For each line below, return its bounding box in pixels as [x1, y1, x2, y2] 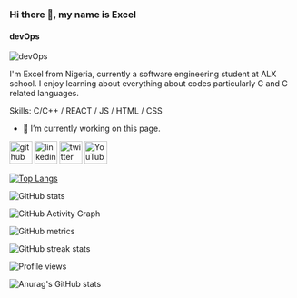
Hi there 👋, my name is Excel [9, 8, 136, 21]
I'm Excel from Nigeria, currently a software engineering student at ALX [9, 68, 277, 80]
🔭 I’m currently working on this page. [22, 123, 161, 134]
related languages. [9, 88, 79, 99]
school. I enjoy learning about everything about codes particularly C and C [9, 78, 289, 89]
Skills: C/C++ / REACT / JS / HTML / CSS [9, 105, 163, 116]
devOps [9, 31, 40, 42]
